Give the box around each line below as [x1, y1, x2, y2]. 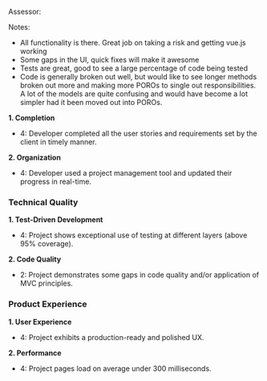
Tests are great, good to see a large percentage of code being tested [19, 63, 249, 73]
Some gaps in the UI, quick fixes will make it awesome [19, 55, 200, 64]
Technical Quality [8, 197, 79, 208]
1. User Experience [8, 317, 72, 326]
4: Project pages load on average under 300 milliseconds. [19, 363, 212, 373]
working [19, 47, 47, 55]
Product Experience [8, 298, 87, 310]
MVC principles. [19, 278, 74, 288]
